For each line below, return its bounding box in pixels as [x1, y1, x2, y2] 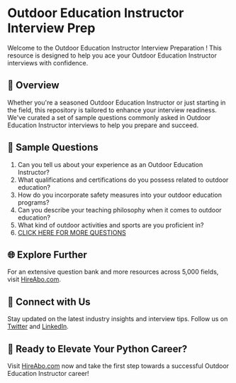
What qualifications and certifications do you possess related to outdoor [17, 176, 229, 184]
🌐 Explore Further [7, 249, 87, 261]
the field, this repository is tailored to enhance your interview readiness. [7, 105, 218, 114]
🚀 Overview [7, 80, 60, 92]
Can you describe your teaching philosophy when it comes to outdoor [17, 205, 222, 214]
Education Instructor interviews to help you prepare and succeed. [7, 121, 199, 129]
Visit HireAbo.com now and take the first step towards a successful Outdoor [7, 362, 229, 370]
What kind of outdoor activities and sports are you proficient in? [17, 220, 204, 229]
